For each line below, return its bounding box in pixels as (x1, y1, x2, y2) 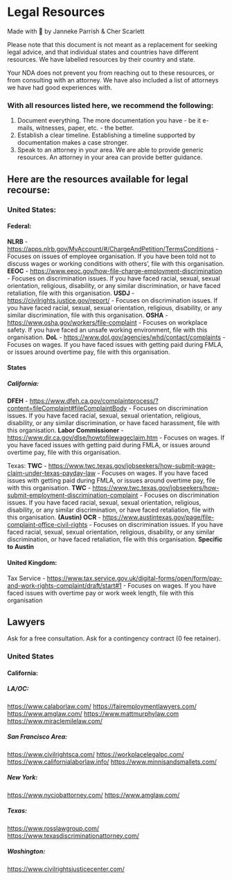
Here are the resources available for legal (7, 173, 188, 185)
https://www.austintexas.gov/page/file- (102, 513, 215, 521)
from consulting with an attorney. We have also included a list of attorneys (7, 75, 219, 84)
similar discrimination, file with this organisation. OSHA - (7, 311, 168, 319)
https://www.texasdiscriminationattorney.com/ (7, 832, 140, 840)
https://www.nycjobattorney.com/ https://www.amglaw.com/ (7, 791, 180, 799)
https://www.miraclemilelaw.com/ (7, 717, 102, 725)
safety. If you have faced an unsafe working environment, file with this (7, 325, 208, 334)
